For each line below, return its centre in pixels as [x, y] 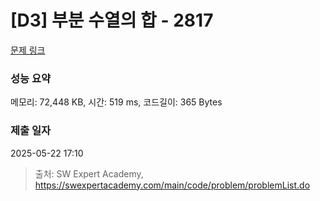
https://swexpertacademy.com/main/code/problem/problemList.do [172, 185]
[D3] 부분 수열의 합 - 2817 [112, 20]
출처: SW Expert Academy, [89, 173]
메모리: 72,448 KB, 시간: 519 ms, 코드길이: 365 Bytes [116, 102]
